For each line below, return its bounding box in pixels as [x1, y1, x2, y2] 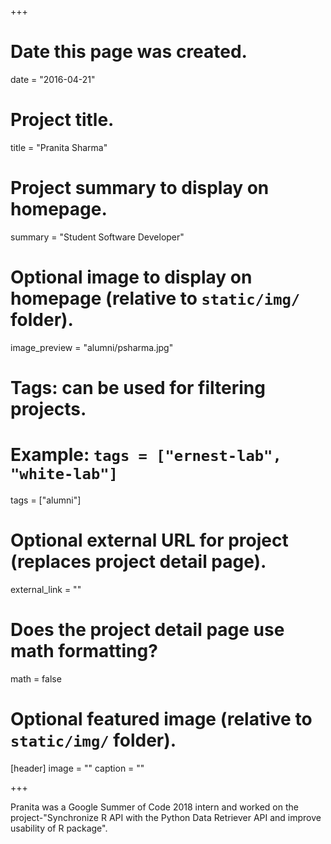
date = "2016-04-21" [10, 73, 96, 85]
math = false [10, 672, 62, 685]
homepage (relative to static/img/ [10, 287, 301, 310]
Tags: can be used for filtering [10, 376, 266, 399]
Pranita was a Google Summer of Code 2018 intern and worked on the [10, 801, 299, 813]
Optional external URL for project [10, 529, 289, 552]
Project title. [10, 109, 115, 131]
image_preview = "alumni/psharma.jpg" [10, 341, 174, 353]
